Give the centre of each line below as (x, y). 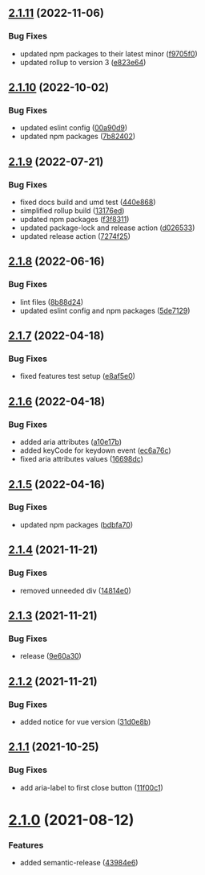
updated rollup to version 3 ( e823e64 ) (83, 62)
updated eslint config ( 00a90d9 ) (74, 128)
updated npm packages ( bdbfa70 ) (76, 524)
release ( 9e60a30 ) (50, 656)
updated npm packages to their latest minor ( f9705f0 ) (109, 53)
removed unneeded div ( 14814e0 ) (76, 590)
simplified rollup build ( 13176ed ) (72, 211)
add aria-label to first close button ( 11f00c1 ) (91, 787)
